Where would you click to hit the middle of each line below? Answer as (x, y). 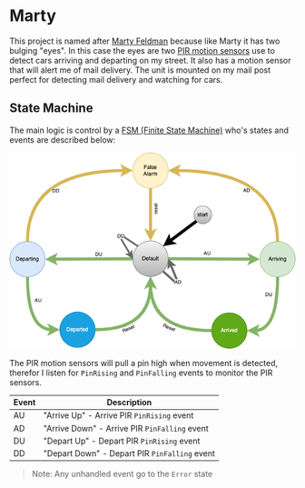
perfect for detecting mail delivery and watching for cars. (116, 79)
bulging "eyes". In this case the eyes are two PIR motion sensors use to (142, 50)
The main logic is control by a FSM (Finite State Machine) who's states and (149, 130)
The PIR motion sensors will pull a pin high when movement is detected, (144, 363)
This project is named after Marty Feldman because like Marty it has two (145, 41)
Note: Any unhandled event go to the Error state (122, 473)
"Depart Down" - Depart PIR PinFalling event (129, 453)
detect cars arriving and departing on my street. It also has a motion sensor (151, 60)
